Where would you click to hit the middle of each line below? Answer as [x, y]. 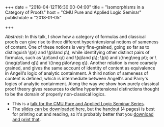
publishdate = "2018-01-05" [33, 17]
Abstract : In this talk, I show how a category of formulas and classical [75, 37]
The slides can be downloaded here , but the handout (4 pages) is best [83, 109]
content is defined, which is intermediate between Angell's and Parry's [77, 79]
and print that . [26, 119]
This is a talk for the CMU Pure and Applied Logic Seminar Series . [79, 104]
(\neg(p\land [18, 63]
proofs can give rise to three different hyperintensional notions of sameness [82, 42]
